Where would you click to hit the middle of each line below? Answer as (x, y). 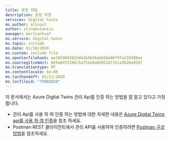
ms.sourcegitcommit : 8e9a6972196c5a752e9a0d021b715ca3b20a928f (74, 63)
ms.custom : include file (32, 53)
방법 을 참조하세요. (30, 133)
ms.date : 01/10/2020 (27, 48)
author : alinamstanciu (29, 29)
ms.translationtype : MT (31, 67)
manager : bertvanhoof (28, 34)
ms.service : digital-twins (34, 39)
